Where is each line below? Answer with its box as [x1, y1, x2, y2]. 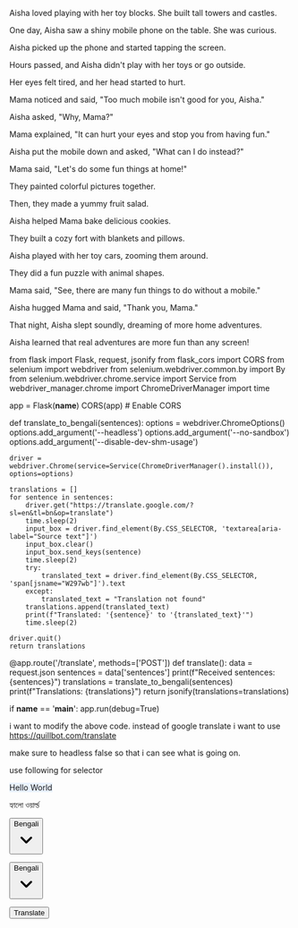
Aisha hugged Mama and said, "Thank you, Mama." [9, 302, 199, 312]
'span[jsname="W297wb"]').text [9, 579, 126, 588]
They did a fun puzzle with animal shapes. [9, 268, 166, 278]
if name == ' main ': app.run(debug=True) [9, 703, 160, 714]
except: [25, 587, 54, 596]
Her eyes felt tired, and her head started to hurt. [9, 77, 186, 88]
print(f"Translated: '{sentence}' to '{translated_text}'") [25, 610, 254, 619]
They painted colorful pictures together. [9, 181, 157, 192]
